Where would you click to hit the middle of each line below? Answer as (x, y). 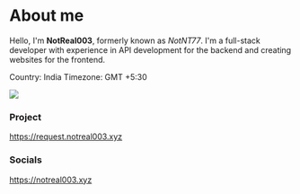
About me (47, 16)
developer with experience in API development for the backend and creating (150, 49)
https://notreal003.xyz (51, 180)
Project (26, 117)
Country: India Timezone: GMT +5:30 (78, 76)
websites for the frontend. (57, 59)
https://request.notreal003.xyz (66, 137)
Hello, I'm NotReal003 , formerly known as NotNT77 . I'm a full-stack (135, 40)
